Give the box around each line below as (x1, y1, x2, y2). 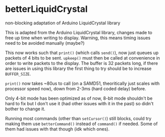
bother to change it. (5, 106, 46, 112)
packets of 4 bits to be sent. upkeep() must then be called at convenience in (5, 55, 160, 61)
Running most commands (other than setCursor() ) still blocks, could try (5, 115, 152, 121)
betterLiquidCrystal (5, 3, 88, 15)
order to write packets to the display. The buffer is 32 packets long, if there (5, 60, 158, 66)
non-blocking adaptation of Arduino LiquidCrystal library (5, 20, 120, 26)
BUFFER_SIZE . (5, 70, 31, 76)
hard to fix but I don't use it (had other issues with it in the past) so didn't (5, 100, 154, 106)
